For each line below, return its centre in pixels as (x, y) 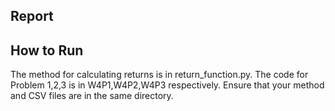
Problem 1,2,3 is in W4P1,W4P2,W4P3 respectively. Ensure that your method (167, 85)
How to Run (47, 50)
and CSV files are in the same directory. (92, 96)
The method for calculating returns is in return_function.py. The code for (159, 75)
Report (32, 16)
